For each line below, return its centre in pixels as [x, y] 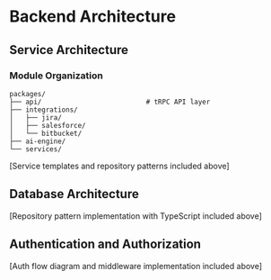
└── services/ [36, 149]
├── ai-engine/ [38, 141]
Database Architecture [74, 194]
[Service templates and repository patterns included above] [120, 166]
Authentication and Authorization [105, 244]
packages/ [28, 94]
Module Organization [56, 76]
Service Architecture [69, 50]
